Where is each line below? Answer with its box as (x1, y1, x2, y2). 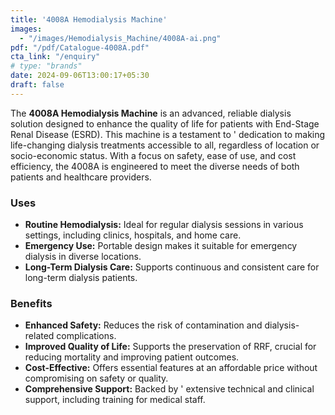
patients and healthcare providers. (10, 171, 152, 183)
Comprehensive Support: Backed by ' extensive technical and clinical (24, 383, 315, 395)
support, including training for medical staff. (24, 394, 206, 406)
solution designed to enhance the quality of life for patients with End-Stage (10, 117, 320, 130)
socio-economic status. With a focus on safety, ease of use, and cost (10, 149, 297, 161)
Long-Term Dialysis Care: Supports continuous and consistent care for (24, 261, 320, 273)
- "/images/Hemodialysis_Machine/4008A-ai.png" (19, 33, 222, 43)
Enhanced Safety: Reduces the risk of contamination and (24, 319, 263, 331)
